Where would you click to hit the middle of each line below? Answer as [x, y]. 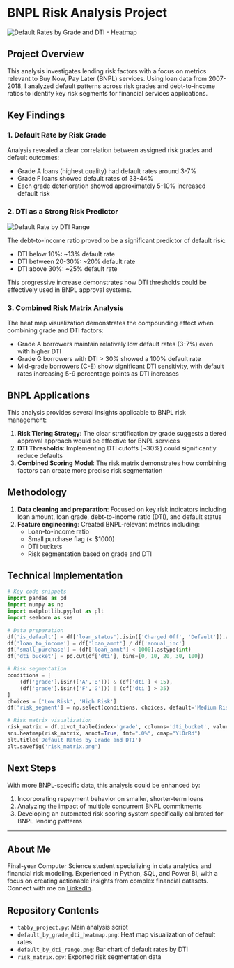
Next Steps [32, 769]
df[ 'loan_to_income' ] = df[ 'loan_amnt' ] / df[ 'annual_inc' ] [96, 643]
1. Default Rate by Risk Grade [57, 135]
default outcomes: [33, 158]
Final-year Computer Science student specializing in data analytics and [109, 866]
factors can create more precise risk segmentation [90, 470]
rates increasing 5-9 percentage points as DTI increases [98, 374]
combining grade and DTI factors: [55, 330]
